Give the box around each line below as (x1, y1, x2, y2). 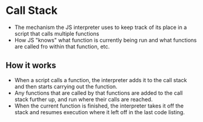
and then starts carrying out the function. (14, 83, 118, 90)
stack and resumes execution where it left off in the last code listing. (14, 108, 185, 115)
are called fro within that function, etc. (14, 43, 110, 50)
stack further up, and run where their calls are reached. (14, 95, 153, 103)
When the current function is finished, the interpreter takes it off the (14, 102, 184, 109)
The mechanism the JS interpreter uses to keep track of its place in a (14, 24, 187, 31)
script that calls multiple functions (14, 30, 99, 37)
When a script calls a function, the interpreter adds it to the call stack (14, 76, 187, 83)
